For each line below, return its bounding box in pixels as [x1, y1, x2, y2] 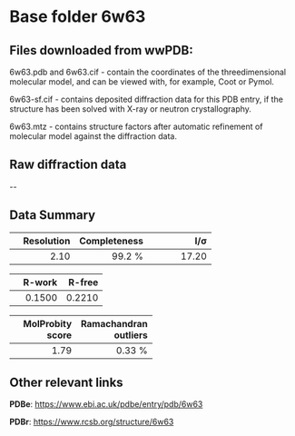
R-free [67, 275, 99, 288]
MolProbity [23, 317, 73, 330]
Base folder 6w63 [9, 6, 146, 27]
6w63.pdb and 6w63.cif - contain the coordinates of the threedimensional [9, 66, 287, 77]
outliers [113, 329, 148, 342]
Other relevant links [9, 375, 124, 391]
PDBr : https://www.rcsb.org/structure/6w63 [9, 416, 174, 428]
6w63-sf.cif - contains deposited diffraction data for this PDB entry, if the [9, 94, 284, 104]
